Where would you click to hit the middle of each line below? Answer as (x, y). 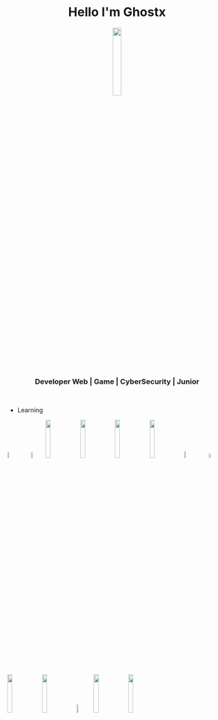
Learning (30, 410)
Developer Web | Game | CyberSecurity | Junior (117, 382)
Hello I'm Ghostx (117, 12)
